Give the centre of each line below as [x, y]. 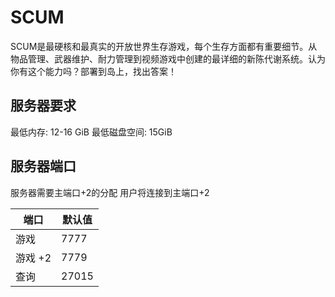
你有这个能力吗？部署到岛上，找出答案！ [93, 71]
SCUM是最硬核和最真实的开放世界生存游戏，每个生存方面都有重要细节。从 [164, 46]
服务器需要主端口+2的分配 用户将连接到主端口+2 [110, 192]
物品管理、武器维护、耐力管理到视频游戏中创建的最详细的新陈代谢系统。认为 [168, 58]
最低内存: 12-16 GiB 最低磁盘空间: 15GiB [91, 132]
